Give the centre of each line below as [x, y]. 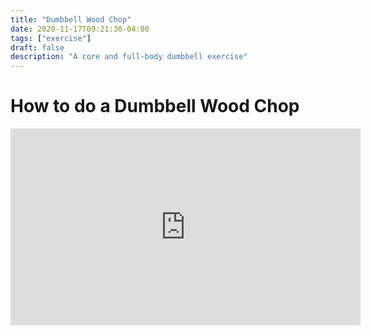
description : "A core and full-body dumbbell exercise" [129, 57]
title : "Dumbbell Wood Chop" [71, 19]
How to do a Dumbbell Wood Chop [155, 106]
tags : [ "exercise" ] [51, 38]
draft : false [37, 47]
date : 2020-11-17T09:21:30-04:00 [80, 29]
